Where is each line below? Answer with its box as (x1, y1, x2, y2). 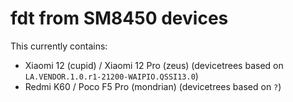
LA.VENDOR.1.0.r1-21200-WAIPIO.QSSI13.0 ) (24, 70, 199, 82)
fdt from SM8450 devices (10, 7, 229, 30)
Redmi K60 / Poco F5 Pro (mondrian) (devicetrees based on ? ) (24, 80, 282, 92)
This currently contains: (10, 40, 108, 52)
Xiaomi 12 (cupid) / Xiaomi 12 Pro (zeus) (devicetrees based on (24, 59, 284, 71)
